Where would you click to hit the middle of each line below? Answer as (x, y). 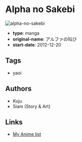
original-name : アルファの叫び (45, 39)
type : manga (26, 33)
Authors (18, 89)
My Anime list (27, 134)
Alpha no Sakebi (40, 9)
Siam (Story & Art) (31, 106)
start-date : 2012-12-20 (37, 44)
